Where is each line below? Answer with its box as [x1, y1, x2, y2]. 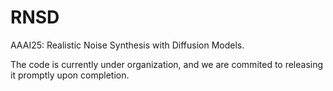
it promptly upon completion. [10, 69, 130, 81]
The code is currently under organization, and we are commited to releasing [10, 58, 324, 70]
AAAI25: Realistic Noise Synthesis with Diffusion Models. [10, 39, 245, 51]
